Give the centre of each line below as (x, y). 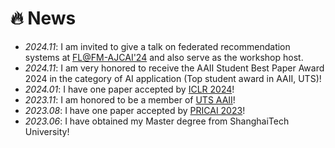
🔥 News (43, 18)
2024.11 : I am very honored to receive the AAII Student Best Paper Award (174, 68)
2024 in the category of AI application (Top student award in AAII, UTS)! (173, 78)
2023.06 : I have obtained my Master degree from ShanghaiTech (157, 121)
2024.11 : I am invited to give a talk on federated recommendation (157, 46)
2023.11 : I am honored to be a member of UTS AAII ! (130, 99)
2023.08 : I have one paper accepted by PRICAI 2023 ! (135, 110)
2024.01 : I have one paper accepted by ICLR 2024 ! (129, 89)
